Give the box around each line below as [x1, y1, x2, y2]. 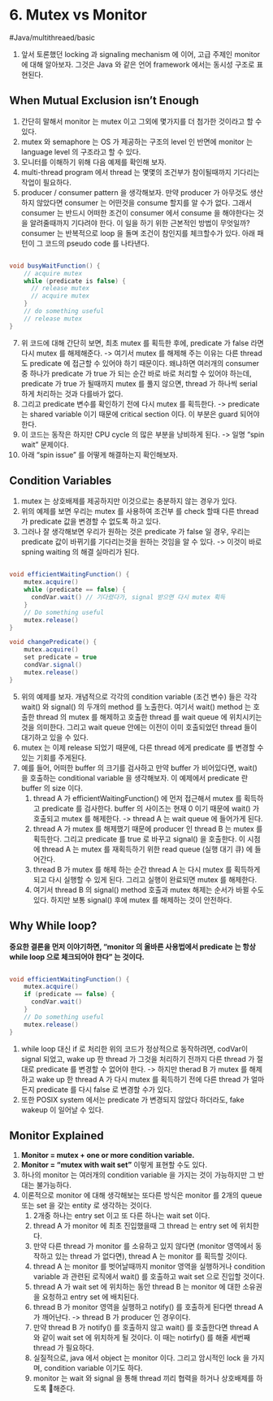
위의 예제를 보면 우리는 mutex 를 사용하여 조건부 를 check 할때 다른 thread [20, 507, 259, 516]
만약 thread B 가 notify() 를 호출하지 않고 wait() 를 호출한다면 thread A [32, 1323, 259, 1333]
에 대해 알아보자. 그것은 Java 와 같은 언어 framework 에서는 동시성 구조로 [20, 59, 255, 69]
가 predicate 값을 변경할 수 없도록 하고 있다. [20, 516, 162, 526]
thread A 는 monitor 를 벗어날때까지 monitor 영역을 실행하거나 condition [32, 1262, 266, 1272]
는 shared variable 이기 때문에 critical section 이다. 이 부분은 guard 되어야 [20, 409, 260, 419]
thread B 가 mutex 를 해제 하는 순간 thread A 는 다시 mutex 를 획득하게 [32, 864, 261, 874]
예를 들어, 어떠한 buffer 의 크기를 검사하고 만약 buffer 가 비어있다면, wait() [20, 763, 258, 772]
